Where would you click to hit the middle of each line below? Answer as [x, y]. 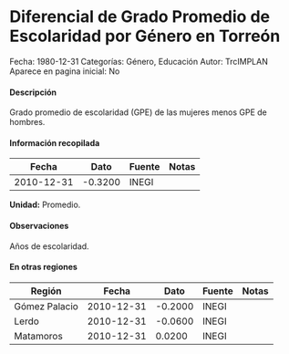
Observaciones [39, 225]
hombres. [27, 122]
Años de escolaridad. [49, 246]
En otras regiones [43, 267]
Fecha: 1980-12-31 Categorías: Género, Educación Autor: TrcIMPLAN [139, 61]
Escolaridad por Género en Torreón [145, 36]
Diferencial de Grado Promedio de [140, 17]
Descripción [33, 92]
